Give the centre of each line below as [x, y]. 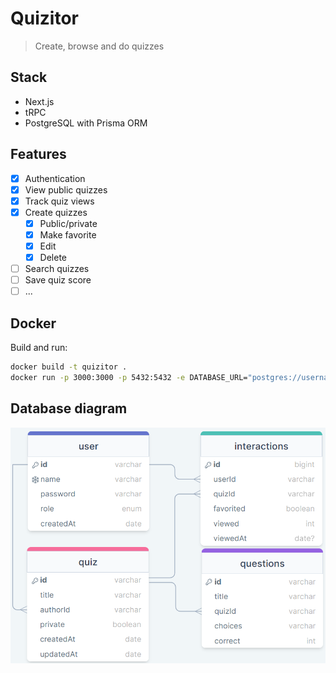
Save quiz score [58, 280]
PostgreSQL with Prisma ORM [86, 123]
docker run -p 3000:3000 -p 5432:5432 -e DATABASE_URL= [129, 377]
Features [38, 154]
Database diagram [69, 408]
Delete [53, 257]
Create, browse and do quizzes [99, 46]
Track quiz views [59, 201]
